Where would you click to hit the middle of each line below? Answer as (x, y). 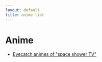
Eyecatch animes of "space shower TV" (55, 54)
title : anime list (25, 15)
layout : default (22, 10)
